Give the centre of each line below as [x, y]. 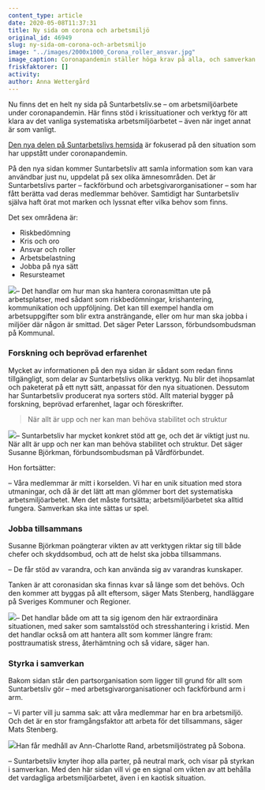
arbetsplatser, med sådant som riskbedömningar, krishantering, [111, 299]
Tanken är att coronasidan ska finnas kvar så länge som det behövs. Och [127, 585]
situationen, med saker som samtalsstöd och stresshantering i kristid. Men [129, 626]
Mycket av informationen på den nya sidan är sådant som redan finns [121, 370]
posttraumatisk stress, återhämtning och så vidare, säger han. [109, 643]
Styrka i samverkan [46, 664]
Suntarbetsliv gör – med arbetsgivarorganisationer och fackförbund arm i [127, 689]
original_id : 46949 [40, 38]
